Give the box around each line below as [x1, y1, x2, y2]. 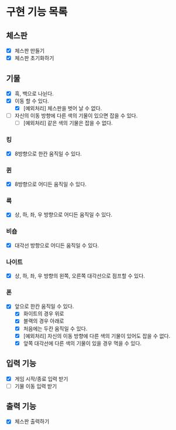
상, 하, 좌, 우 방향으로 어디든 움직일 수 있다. [14, 211, 113, 218]
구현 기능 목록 [6, 5, 68, 19]
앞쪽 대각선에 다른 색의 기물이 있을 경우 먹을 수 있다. [23, 340, 142, 347]
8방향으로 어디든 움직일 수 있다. [14, 180, 87, 188]
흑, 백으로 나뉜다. [14, 90, 54, 97]
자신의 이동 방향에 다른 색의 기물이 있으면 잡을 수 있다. [14, 112, 138, 119]
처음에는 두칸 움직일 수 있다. [23, 325, 88, 332]
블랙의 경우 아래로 [23, 317, 64, 324]
